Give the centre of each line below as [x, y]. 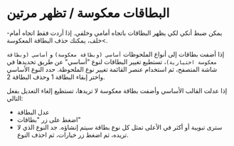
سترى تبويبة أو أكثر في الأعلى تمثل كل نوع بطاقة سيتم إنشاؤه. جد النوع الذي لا [119, 127]
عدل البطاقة [33, 112]
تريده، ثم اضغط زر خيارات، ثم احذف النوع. [73, 135]
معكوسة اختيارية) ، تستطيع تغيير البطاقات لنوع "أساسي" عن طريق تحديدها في [112, 61]
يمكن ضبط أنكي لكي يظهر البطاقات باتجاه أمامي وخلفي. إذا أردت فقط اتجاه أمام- [115, 33]
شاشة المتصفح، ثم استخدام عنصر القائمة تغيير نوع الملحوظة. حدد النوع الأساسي [112, 69]
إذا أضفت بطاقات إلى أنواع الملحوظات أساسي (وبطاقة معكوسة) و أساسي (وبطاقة [116, 54]
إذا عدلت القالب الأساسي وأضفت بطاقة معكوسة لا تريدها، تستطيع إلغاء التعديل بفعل [117, 90]
